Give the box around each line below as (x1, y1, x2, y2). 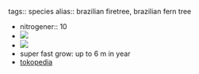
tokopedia (19, 57, 53, 66)
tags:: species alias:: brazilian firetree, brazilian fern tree (8, 7, 192, 16)
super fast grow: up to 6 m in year (19, 49, 131, 58)
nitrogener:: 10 (19, 22, 67, 31)
